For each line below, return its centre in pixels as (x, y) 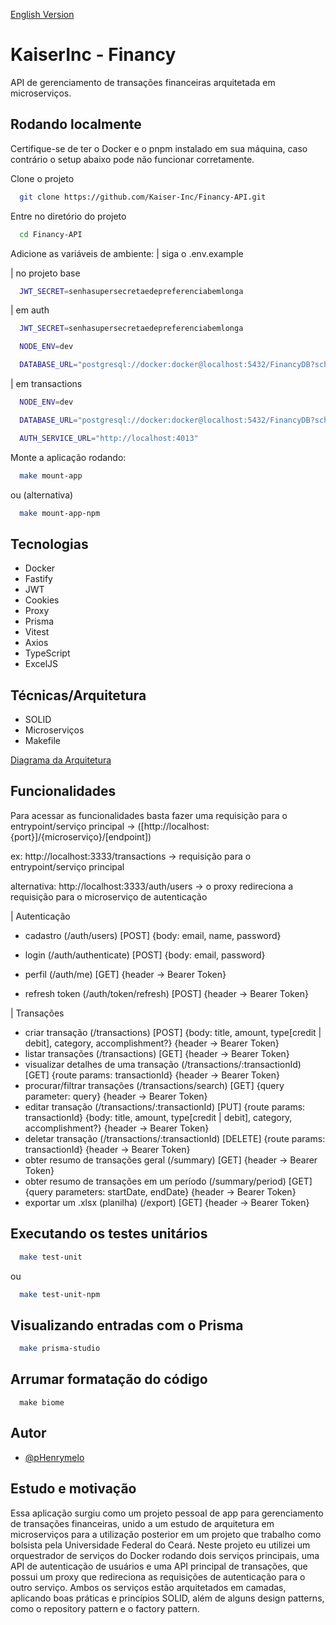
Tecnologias (49, 544)
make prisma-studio (60, 1349)
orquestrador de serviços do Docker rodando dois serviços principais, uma (165, 1555)
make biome (42, 1402)
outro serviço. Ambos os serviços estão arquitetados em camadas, (148, 1587)
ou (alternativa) (42, 495)
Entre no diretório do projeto (68, 216)
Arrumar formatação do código (109, 1379)
